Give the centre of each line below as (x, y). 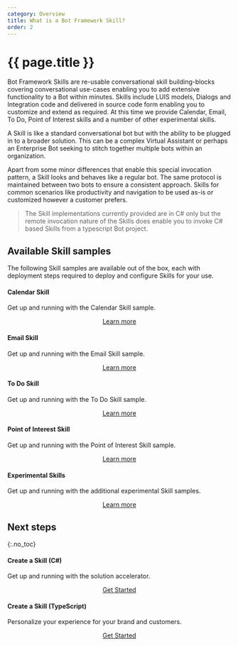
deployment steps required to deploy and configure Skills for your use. (111, 276)
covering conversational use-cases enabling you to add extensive (104, 89)
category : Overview (36, 14)
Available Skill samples (59, 251)
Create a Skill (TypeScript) (47, 606)
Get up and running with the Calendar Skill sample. (82, 308)
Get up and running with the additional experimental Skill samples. (104, 491)
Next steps (32, 527)
